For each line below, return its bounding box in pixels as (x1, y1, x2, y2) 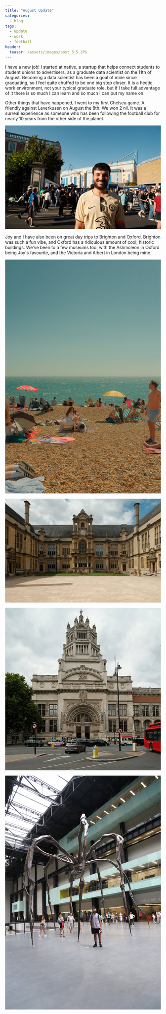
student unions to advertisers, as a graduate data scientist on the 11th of (5, 69, 152, 75)
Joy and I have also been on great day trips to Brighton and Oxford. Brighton (5, 234, 161, 240)
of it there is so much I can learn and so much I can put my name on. (5, 90, 145, 96)
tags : (5, 24, 16, 29)
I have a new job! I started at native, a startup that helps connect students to (5, 64, 160, 70)
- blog (9, 18, 23, 23)
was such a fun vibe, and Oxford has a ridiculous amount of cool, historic (5, 239, 154, 245)
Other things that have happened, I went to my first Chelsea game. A (5, 99, 145, 106)
